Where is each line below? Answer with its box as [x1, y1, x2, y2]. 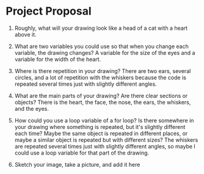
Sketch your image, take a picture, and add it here [14, 161, 140, 168]
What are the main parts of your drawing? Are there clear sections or [14, 92, 188, 99]
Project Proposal [5, 4, 92, 18]
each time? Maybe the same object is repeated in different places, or [14, 130, 188, 137]
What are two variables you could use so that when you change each [14, 43, 189, 50]
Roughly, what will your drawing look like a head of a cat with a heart [14, 24, 188, 32]
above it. [14, 30, 37, 38]
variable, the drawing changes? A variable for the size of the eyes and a [14, 49, 195, 56]
